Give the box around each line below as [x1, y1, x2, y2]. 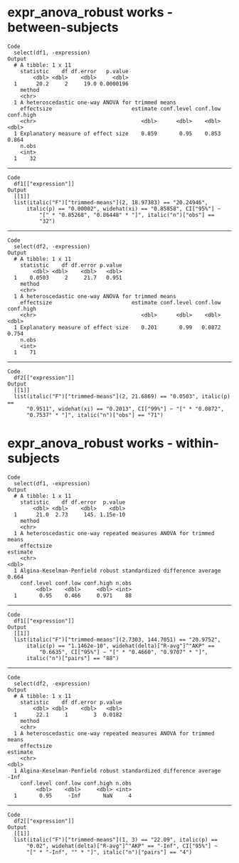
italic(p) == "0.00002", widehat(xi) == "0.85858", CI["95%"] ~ [26, 205, 221, 212]
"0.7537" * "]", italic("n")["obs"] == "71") [26, 411, 164, 418]
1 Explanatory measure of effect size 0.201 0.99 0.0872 [14, 324, 221, 331]
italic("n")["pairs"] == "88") [26, 655, 119, 662]
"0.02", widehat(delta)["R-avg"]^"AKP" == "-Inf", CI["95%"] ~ [26, 842, 218, 849]
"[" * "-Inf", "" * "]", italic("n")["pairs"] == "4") [26, 848, 193, 856]
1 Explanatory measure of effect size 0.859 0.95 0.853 [14, 129, 221, 137]
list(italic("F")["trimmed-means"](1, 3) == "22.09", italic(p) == [14, 836, 218, 843]
